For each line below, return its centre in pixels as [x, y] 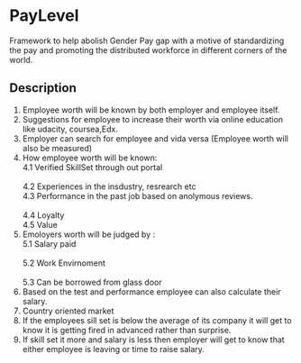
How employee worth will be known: [90, 158]
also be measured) [57, 148]
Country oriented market [68, 311]
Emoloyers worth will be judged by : [89, 234]
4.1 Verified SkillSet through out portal [92, 167]
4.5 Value [40, 224]
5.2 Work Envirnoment [64, 263]
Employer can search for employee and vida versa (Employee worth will [155, 138]
